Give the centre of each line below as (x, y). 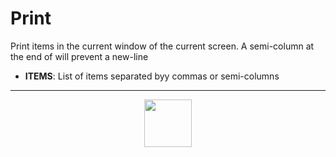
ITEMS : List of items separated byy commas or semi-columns (152, 76)
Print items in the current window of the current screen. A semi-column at (162, 46)
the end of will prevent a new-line (79, 56)
